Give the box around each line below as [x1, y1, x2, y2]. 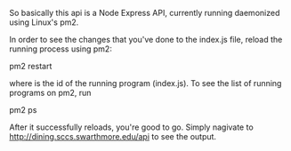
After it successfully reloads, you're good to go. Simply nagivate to [9, 122, 254, 132]
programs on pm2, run [9, 88, 92, 98]
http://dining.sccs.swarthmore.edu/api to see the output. [9, 131, 216, 141]
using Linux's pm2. [9, 17, 79, 28]
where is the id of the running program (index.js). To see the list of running [9, 78, 282, 88]
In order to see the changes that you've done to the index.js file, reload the [9, 35, 283, 44]
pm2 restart [9, 61, 53, 71]
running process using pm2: [9, 44, 113, 54]
